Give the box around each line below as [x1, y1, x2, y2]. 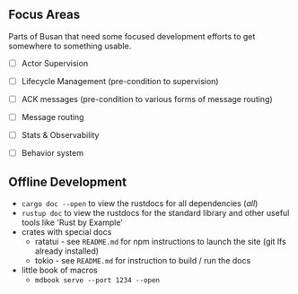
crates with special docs [21, 227, 112, 237]
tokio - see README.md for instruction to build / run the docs [34, 255, 251, 265]
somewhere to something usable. [8, 40, 132, 51]
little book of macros [21, 264, 98, 275]
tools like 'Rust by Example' [21, 217, 123, 228]
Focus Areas [8, 7, 81, 22]
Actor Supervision [21, 57, 89, 68]
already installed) [34, 246, 100, 256]
